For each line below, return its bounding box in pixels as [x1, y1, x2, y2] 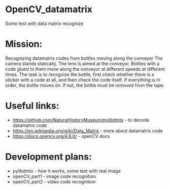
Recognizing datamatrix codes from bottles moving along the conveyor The [5, 55, 163, 61]
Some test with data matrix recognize [5, 20, 84, 26]
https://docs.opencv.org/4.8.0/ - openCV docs [12, 133, 110, 139]
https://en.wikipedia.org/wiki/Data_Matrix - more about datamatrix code [12, 127, 163, 133]
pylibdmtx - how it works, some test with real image [12, 168, 121, 174]
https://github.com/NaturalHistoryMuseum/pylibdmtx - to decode [12, 117, 150, 123]
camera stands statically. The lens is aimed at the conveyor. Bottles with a [5, 60, 160, 67]
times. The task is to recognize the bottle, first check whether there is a [5, 71, 154, 77]
